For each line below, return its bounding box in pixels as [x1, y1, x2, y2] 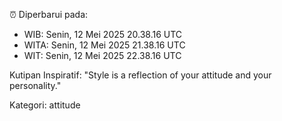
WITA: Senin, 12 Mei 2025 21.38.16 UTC [23, 39, 186, 51]
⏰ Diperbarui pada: [9, 9, 89, 20]
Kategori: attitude [9, 99, 81, 111]
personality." [9, 80, 62, 91]
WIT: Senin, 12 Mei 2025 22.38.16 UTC [23, 50, 182, 61]
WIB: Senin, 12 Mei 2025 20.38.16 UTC [23, 29, 183, 40]
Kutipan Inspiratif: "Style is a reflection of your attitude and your [9, 69, 272, 81]
